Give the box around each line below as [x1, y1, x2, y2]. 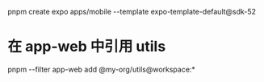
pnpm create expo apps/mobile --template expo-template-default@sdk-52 [7, 7, 256, 16]
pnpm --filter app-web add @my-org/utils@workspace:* [7, 64, 195, 74]
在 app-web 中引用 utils [7, 38, 166, 55]
